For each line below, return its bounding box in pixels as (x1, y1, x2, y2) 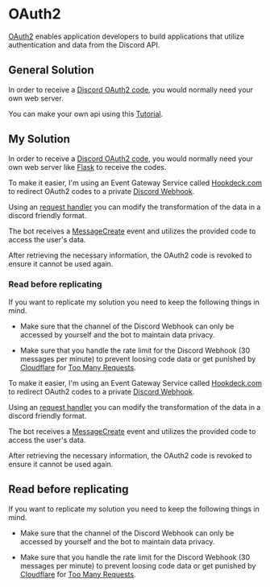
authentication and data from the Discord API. (8, 39, 160, 49)
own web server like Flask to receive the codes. (8, 162, 167, 172)
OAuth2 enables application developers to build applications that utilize (8, 31, 244, 41)
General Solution (8, 64, 94, 77)
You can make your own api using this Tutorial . (8, 109, 164, 118)
